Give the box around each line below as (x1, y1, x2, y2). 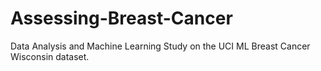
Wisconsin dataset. (10, 50, 90, 62)
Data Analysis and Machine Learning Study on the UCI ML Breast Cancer (10, 40, 311, 52)
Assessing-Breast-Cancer (10, 7, 233, 30)
